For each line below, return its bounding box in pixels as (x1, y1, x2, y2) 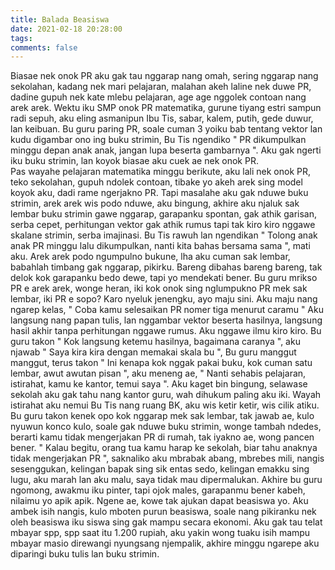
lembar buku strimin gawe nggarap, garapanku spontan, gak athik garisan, (10, 208, 318, 220)
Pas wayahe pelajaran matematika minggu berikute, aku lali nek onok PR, (10, 166, 312, 178)
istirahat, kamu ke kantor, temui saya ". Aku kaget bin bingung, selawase (10, 378, 308, 390)
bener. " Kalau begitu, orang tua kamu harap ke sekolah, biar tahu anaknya (10, 442, 318, 454)
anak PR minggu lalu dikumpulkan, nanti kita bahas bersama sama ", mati (10, 240, 311, 252)
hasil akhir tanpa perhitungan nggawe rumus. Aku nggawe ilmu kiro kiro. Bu (10, 325, 322, 337)
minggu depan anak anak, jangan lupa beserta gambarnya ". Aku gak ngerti (10, 144, 322, 156)
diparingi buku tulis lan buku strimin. (10, 548, 160, 560)
